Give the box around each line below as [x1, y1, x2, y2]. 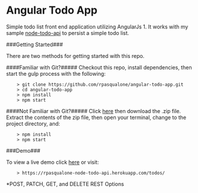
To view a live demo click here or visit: [6, 158, 99, 166]
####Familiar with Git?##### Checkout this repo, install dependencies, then [6, 63, 192, 71]
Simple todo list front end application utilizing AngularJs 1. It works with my [6, 23, 189, 30]
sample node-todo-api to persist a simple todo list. [6, 29, 129, 36]
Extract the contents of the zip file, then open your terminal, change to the [6, 114, 187, 121]
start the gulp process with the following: [6, 70, 106, 77]
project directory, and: [6, 120, 60, 127]
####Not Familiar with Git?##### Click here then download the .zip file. [6, 107, 181, 114]
